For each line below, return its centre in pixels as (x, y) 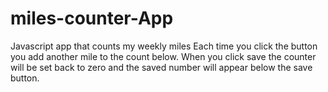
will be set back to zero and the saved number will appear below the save (161, 67)
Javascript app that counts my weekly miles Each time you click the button (164, 46)
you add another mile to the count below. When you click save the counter (163, 56)
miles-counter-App (92, 18)
